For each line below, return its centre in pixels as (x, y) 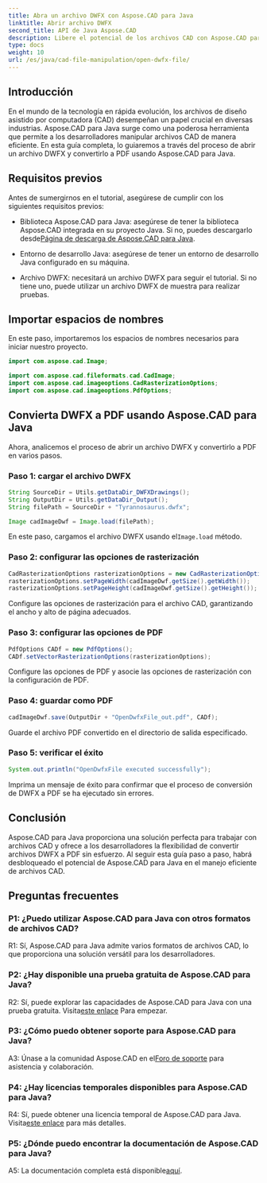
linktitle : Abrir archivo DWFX (60, 23)
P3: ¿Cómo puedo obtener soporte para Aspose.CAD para (122, 1031)
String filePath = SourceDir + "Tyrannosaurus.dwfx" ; (99, 507)
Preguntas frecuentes (64, 896)
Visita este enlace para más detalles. (67, 1123)
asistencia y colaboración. (51, 1066)
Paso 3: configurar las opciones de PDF (86, 632)
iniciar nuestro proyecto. (48, 347)
